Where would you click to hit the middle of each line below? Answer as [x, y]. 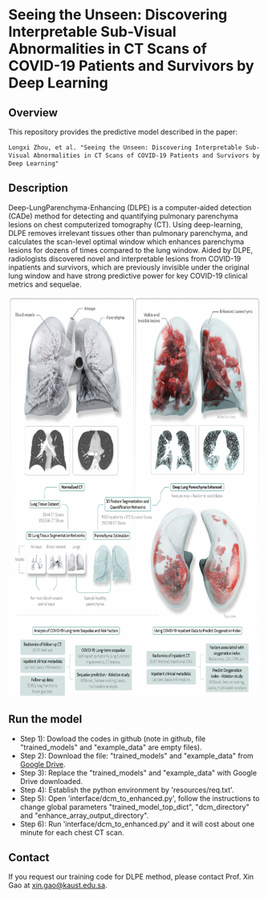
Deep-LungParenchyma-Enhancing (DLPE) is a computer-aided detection [130, 207]
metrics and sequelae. [45, 284]
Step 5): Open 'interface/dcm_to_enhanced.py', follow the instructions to [140, 798]
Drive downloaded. [51, 781]
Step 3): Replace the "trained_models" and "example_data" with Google [138, 773]
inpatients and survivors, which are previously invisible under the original [129, 267]
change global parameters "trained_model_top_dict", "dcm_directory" [135, 807]
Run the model [45, 719]
